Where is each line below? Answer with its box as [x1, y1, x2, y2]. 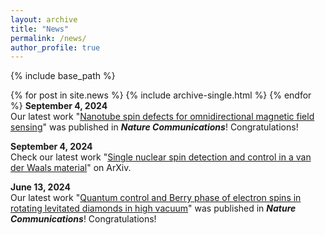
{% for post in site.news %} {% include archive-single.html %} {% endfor [10, 89, 312, 101]
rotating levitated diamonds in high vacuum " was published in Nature [10, 202, 297, 215]
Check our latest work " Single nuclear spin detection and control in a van [10, 151, 312, 163]
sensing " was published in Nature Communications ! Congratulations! [10, 121, 299, 133]
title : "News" [10, 24, 70, 34]
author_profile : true [10, 42, 101, 53]
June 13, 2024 [10, 181, 71, 193]
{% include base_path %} [10, 70, 116, 82]
